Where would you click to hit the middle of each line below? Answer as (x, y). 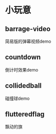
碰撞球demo (17, 98)
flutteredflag (25, 114)
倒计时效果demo (22, 69)
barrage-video (28, 29)
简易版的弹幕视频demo (28, 41)
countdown (23, 57)
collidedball (23, 86)
